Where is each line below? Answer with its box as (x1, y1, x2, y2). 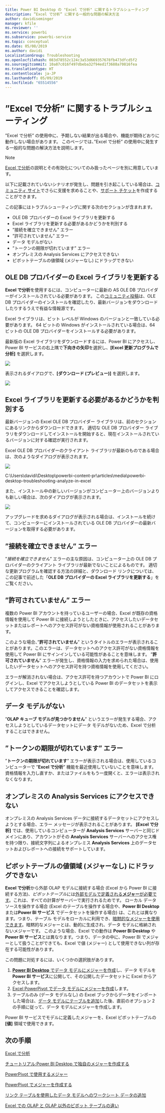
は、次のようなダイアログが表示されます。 (5, 454, 91, 460)
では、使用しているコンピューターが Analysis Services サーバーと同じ (12, 828, 156, 834)
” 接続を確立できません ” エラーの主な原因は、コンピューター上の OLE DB (5, 556, 152, 561)
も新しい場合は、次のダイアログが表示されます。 (5, 494, 104, 500)
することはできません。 (5, 728, 53, 734)
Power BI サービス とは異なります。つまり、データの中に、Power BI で (5, 934, 146, 940)
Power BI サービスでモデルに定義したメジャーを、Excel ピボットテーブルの (5, 1015, 157, 1021)
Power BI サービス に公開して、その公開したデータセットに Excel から (12, 974, 152, 979)
